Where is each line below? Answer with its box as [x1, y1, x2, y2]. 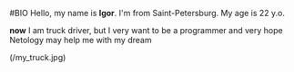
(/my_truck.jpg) [9, 52, 66, 62]
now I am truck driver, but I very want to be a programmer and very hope [9, 25, 284, 35]
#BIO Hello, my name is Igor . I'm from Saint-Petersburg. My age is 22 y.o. [9, 8, 285, 18]
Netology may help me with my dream [9, 35, 152, 45]
